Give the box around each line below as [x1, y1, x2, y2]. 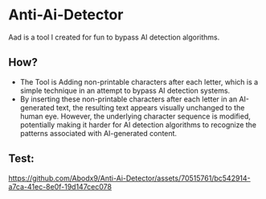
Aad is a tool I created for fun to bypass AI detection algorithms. [8, 32, 220, 42]
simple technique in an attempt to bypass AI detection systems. [19, 85, 231, 95]
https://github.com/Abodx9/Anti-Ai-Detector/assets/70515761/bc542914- [8, 173, 251, 183]
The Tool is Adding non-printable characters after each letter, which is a [19, 77, 259, 86]
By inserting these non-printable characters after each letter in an [19, 94, 238, 104]
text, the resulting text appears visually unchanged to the [55, 102, 245, 112]
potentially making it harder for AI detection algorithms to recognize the [19, 119, 257, 130]
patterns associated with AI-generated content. [19, 128, 178, 138]
